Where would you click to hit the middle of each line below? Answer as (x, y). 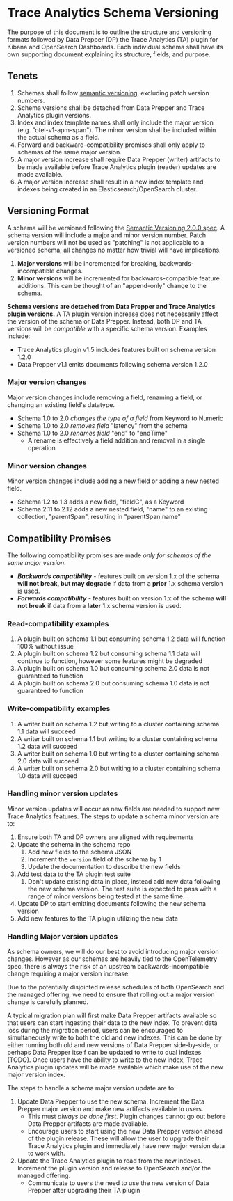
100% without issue (46, 646)
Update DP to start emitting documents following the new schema (112, 903)
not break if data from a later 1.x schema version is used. (99, 605)
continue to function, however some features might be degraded (110, 661)
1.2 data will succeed (47, 746)
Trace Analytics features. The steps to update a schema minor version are (113, 816)
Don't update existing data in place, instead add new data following (124, 881)
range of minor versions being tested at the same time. (106, 896)
